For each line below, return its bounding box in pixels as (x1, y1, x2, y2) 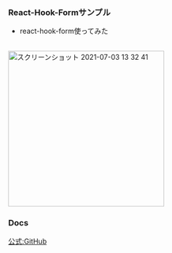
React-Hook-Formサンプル (8, 6, 111, 17)
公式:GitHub (8, 236, 47, 246)
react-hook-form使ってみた (19, 26, 109, 36)
